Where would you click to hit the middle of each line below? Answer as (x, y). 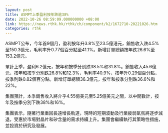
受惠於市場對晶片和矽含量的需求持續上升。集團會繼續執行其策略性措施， (88, 119)
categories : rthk (23, 29)
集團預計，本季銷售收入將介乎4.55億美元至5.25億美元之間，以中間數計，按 (82, 96)
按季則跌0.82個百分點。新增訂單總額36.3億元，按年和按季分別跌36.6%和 (80, 79)
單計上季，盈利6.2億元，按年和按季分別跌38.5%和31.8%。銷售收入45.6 (79, 67)
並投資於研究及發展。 (27, 125)
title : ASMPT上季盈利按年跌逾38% (37, 15)
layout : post (19, 10)
